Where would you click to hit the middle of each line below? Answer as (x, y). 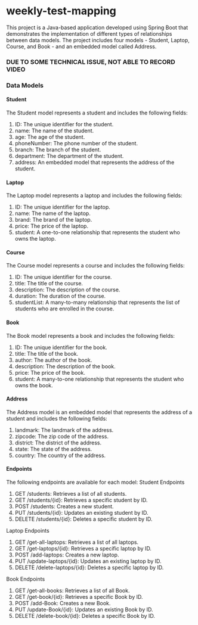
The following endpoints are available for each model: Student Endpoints (95, 482)
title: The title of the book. (47, 353)
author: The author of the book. (53, 360)
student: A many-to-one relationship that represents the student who (99, 379)
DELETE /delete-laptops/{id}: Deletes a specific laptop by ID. (89, 568)
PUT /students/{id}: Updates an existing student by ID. (81, 513)
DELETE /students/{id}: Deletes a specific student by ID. (83, 519)
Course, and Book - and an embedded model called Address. (81, 46)
